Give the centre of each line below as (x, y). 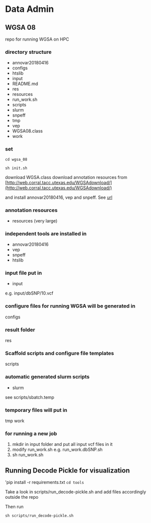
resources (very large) (35, 220)
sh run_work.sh (28, 455)
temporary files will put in (36, 410)
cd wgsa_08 (16, 159)
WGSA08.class (27, 131)
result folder (20, 330)
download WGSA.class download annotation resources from (66, 177)
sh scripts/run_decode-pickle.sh (39, 516)
